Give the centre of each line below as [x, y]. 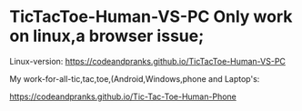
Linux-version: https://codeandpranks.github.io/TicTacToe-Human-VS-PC [148, 61]
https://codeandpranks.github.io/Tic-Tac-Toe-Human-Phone [123, 96]
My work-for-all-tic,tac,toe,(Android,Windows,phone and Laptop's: [135, 78]
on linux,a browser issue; [107, 36]
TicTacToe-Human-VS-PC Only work [151, 17]
